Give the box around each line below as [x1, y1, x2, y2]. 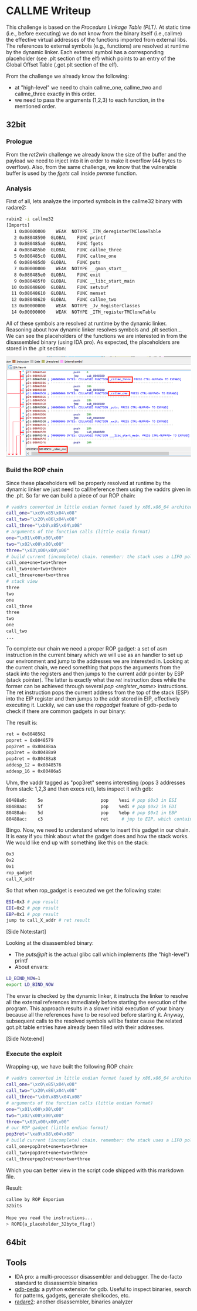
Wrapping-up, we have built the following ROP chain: [6, 1063, 134, 1070]
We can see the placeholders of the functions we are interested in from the [6, 332, 188, 339]
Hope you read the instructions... [6, 1215, 93, 1221]
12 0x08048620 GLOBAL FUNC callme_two [11, 297, 117, 303]
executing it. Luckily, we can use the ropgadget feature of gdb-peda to [6, 701, 178, 708]
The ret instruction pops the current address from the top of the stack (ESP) [6, 689, 189, 696]
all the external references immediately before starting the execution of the [6, 999, 187, 1006]
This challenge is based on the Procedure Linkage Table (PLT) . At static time [6, 24, 191, 31]
